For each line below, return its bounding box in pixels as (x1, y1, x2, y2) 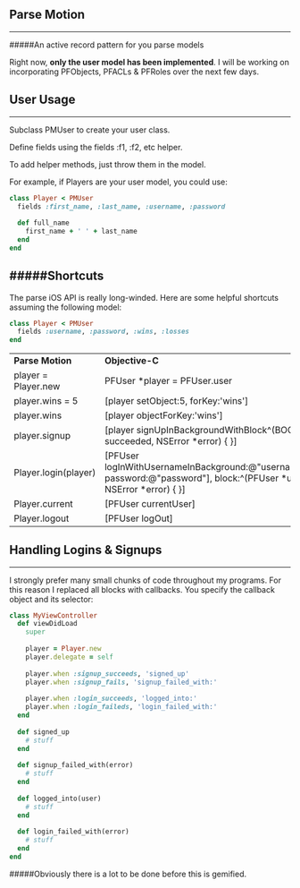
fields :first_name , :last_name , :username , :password (17, 201, 226, 211)
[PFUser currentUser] (104, 498, 196, 510)
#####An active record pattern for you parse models (9, 39, 204, 50)
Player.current (13, 498, 73, 510)
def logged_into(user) (17, 794, 102, 803)
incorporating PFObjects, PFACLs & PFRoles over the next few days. (9, 66, 260, 77)
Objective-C (104, 354, 159, 367)
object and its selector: (9, 593, 94, 604)
